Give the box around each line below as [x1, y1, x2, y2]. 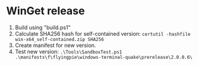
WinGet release [6, 4, 85, 18]
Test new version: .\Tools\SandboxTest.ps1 [14, 48, 122, 55]
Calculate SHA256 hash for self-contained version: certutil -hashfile [14, 30, 191, 37]
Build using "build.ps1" [14, 24, 71, 31]
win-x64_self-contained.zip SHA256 [14, 36, 104, 42]
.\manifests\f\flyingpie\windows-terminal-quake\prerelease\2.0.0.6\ [14, 54, 193, 60]
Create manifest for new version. [14, 42, 96, 49]
